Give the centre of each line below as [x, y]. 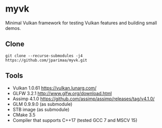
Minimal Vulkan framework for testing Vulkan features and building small [81, 23]
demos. [13, 28]
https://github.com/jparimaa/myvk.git [46, 60]
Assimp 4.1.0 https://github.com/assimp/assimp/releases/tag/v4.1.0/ [84, 99]
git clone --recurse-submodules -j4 [44, 56]
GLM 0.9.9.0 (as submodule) [42, 104]
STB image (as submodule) [41, 109]
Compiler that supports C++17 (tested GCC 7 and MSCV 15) [75, 120]
